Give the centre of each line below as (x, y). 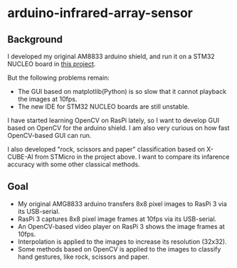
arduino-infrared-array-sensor (100, 13)
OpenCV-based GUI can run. (49, 135)
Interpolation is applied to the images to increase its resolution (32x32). (122, 241)
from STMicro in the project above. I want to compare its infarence (132, 157)
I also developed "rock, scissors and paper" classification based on (106, 149)
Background (35, 39)
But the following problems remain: (59, 77)
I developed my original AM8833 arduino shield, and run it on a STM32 (111, 56)
